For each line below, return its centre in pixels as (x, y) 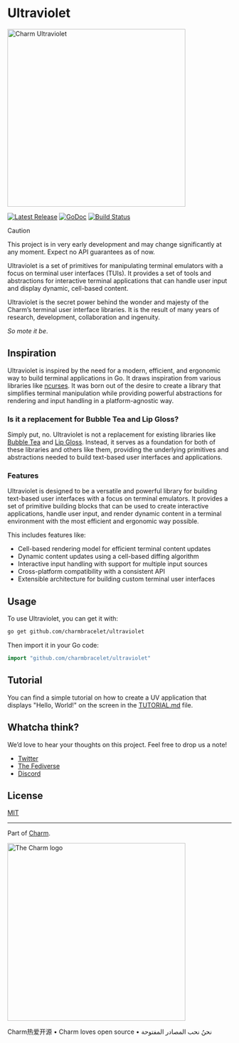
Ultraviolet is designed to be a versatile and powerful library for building (112, 491)
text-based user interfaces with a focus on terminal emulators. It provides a (118, 498)
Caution (19, 230)
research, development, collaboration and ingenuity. (84, 317)
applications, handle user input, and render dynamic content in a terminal (115, 514)
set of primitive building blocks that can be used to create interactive (108, 506)
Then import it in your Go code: (53, 646)
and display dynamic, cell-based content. (68, 288)
